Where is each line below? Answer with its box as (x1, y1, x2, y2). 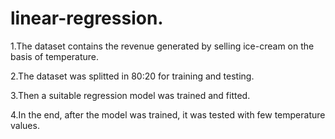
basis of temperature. (10, 50, 100, 62)
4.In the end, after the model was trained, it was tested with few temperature (10, 108, 326, 121)
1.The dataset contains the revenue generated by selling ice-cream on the (10, 40, 315, 52)
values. (10, 119, 40, 131)
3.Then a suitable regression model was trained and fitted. (10, 89, 251, 101)
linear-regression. (10, 7, 164, 30)
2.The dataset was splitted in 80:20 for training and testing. (10, 70, 255, 82)
